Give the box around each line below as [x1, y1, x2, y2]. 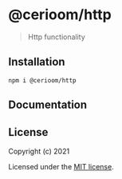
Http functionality [27, 32, 85, 42]
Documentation [8, 98, 88, 112]
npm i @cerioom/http [8, 76, 77, 85]
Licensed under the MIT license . [8, 161, 114, 171]
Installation [8, 55, 65, 69]
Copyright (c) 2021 [8, 146, 70, 156]
